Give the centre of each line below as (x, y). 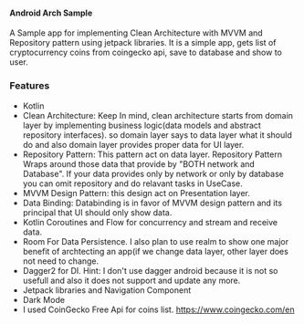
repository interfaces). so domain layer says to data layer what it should (157, 135)
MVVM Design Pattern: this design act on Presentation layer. (136, 193)
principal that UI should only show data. (97, 212)
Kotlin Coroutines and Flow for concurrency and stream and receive (150, 222)
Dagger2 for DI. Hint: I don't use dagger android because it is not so (150, 270)
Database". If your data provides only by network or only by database (153, 173)
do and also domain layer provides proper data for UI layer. (133, 144)
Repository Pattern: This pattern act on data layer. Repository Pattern (152, 154)
